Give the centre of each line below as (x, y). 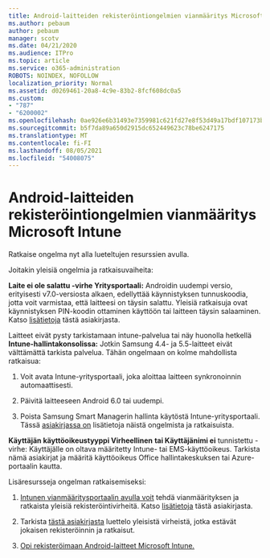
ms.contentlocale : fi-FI (50, 143)
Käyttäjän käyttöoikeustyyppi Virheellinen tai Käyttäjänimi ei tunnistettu (131, 440)
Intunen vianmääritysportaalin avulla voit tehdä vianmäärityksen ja (129, 498)
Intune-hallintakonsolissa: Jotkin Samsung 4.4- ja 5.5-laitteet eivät (121, 344)
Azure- (243, 458)
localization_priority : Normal (61, 83)
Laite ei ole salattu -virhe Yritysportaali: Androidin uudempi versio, (121, 286)
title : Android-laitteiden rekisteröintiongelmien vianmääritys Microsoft (136, 16)
